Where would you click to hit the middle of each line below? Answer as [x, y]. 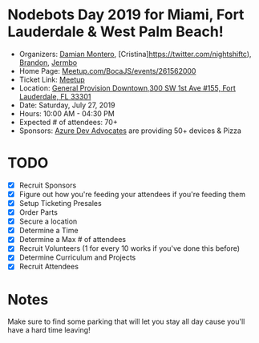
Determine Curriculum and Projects [77, 257]
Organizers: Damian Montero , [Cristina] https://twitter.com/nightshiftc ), [135, 54]
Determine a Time [49, 231]
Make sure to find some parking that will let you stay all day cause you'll [126, 321]
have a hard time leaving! [49, 330]
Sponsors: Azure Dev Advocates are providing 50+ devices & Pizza [130, 131]
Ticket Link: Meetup [52, 79]
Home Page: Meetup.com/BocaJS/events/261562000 [107, 71]
